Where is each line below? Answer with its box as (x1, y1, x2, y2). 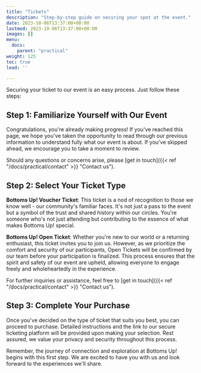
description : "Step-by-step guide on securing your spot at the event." (6, 14, 191, 20)
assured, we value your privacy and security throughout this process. (6, 335, 178, 342)
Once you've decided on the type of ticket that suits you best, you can (6, 316, 179, 324)
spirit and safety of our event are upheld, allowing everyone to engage (6, 259, 179, 266)
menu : (6, 37, 20, 43)
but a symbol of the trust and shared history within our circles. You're (6, 209, 177, 216)
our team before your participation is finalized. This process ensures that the (6, 252, 195, 260)
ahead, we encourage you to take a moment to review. (6, 145, 141, 152)
